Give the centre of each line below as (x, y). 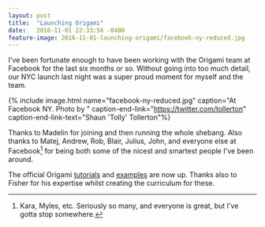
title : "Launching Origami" (56, 23)
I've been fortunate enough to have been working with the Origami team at (129, 60)
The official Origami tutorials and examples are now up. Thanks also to (123, 174)
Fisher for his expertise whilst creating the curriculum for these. (112, 183)
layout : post (30, 15)
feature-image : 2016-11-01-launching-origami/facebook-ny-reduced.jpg (127, 38)
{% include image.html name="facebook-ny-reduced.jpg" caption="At (122, 100)
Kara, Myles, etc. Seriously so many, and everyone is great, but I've (129, 206)
